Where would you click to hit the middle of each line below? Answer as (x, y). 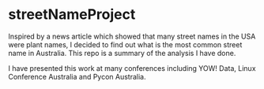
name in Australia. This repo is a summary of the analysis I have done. (122, 53)
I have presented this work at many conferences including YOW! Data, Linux (132, 68)
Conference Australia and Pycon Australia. (77, 76)
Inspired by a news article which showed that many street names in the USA (132, 36)
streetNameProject (72, 15)
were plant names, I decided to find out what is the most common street (125, 44)
